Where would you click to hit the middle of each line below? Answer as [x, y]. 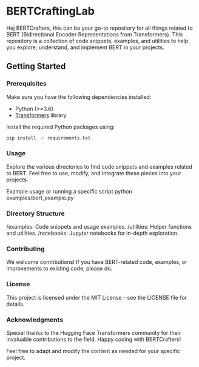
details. [15, 304]
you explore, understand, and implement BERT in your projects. [86, 47]
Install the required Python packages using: [61, 127]
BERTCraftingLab [51, 11]
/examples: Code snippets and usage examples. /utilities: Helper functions [99, 227]
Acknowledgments [35, 320]
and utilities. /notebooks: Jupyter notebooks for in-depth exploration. [93, 233]
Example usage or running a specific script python [69, 191]
